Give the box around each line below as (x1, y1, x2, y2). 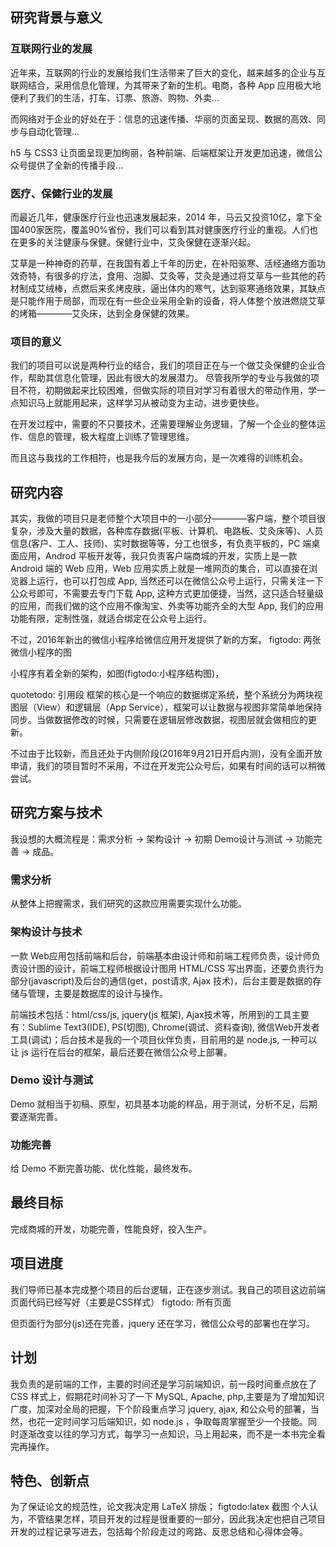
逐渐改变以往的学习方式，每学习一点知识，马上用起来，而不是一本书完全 (18, 1428, 317, 1440)
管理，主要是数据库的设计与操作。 (27, 987, 168, 999)
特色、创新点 (10, 1472, 90, 1489)
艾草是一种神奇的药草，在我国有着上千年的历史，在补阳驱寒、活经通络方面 (10, 257, 317, 269)
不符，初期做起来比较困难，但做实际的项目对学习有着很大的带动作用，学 (18, 384, 317, 397)
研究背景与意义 (10, 9, 103, 27)
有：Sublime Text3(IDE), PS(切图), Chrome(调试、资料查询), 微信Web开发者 (10, 1021, 320, 1033)
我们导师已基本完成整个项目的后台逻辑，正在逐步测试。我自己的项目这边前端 (10, 1283, 326, 1295)
